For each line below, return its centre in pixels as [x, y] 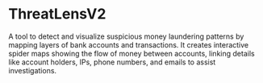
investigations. [33, 70]
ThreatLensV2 [57, 14]
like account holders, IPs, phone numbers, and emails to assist [112, 62]
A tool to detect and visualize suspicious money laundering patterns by [126, 36]
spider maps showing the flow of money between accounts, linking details [132, 53]
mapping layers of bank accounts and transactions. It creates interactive [129, 44]
